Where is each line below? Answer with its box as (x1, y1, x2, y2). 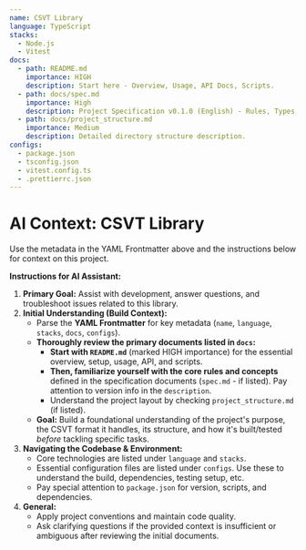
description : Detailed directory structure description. (25, 132, 247, 141)
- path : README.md (17, 65, 88, 74)
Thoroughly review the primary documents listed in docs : (36, 337, 257, 348)
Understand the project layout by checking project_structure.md (49, 395, 294, 406)
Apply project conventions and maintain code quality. (36, 511, 237, 522)
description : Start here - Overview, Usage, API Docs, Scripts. (25, 81, 275, 90)
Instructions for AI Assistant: (9, 270, 121, 282)
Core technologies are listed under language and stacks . (36, 453, 247, 464)
